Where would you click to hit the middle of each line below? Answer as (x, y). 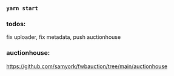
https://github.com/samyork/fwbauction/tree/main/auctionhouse (87, 66)
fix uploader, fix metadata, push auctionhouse (64, 37)
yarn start (22, 8)
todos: (16, 24)
